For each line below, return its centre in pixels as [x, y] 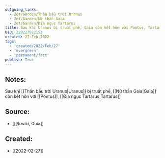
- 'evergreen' [24, 50]
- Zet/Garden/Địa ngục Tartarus [43, 23]
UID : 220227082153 [24, 32]
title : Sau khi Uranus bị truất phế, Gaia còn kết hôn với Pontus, [76, 28]
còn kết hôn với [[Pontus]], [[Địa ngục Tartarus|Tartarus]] [63, 96]
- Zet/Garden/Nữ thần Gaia [37, 19]
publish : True [20, 60]
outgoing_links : [22, 10]
